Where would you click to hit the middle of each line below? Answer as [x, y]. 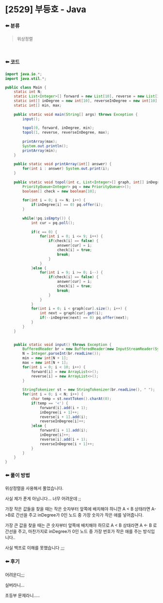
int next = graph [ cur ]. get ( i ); [71, 313]
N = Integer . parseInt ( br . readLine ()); [62, 354]
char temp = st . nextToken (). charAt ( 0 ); [71, 399]
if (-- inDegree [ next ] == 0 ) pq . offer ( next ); [84, 318]
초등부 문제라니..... [23, 595]
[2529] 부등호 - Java [46, 9]
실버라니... [15, 585]
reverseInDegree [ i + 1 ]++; [67, 444]
